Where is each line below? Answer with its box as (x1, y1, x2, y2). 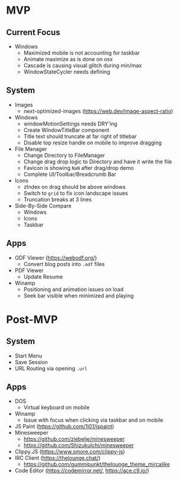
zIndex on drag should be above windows (23, 183, 126, 190)
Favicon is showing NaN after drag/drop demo (23, 164, 135, 171)
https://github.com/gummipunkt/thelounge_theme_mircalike (23, 461, 170, 468)
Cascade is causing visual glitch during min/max (23, 62, 142, 69)
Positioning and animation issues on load (23, 286, 124, 293)
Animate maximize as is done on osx (23, 56, 113, 62)
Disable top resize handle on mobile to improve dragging (23, 139, 162, 146)
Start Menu (14, 352, 43, 359)
